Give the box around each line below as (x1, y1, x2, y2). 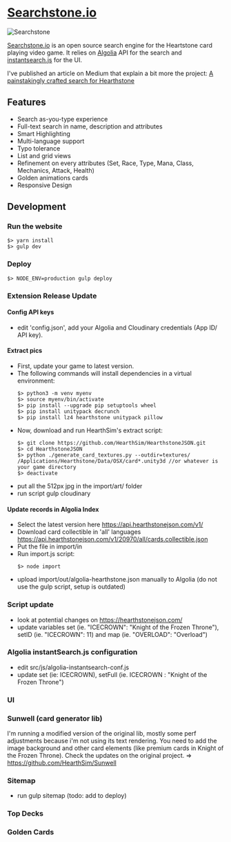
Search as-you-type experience (17, 115, 108, 123)
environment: (17, 376, 55, 385)
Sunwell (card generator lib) (7, 714, 103, 723)
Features (7, 97, 46, 108)
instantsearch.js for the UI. (7, 55, 83, 64)
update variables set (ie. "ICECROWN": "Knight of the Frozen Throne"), (17, 623, 219, 631)
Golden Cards (7, 827, 54, 837)
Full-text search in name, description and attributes (17, 122, 163, 131)
